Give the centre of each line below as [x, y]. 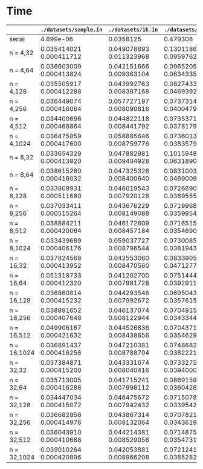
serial [17, 39]
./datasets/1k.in [133, 29]
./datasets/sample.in [71, 29]
